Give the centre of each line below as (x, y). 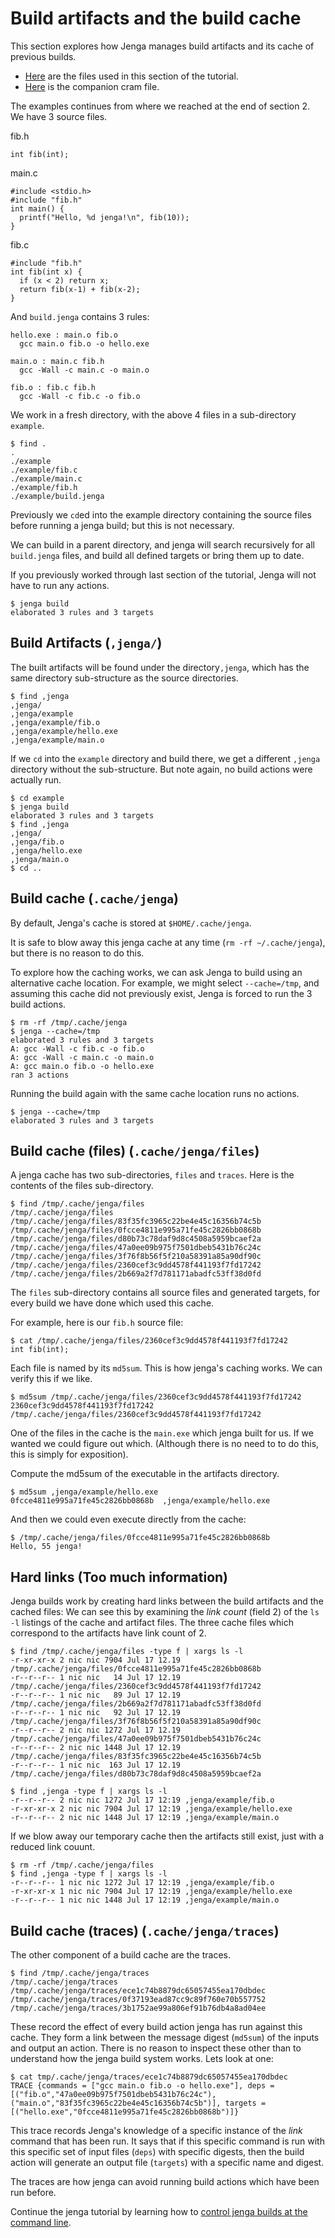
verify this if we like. (51, 1379)
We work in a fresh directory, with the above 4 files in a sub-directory (153, 414)
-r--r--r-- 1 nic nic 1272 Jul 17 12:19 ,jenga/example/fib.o (142, 1883)
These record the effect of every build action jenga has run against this (156, 2026)
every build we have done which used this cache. (112, 1303)
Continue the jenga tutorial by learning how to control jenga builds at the (159, 2211)
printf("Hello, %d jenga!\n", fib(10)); (104, 217)
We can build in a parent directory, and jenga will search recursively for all (162, 544)
